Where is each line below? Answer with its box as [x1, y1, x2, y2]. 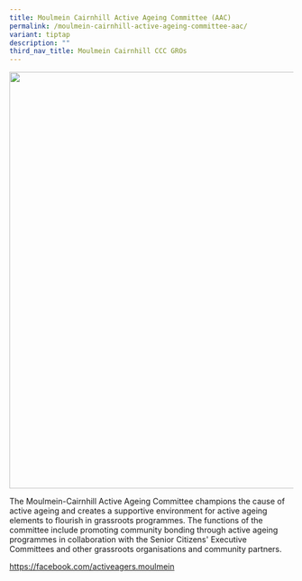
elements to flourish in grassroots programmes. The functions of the [9, 515, 263, 526]
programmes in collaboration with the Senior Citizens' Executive [9, 534, 248, 545]
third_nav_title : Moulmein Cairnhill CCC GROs [9, 47, 188, 56]
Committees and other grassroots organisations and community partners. [9, 544, 282, 555]
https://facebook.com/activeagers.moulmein [9, 561, 175, 572]
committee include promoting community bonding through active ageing [9, 524, 279, 536]
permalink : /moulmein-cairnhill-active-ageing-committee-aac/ [9, 22, 248, 31]
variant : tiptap [9, 30, 70, 39]
